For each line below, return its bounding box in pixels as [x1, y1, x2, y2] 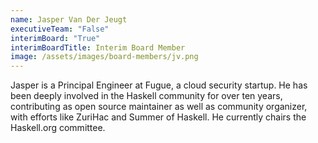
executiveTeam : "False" [10, 24, 110, 34]
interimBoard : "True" [10, 33, 101, 43]
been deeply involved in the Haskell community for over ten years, [10, 90, 283, 102]
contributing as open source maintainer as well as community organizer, [10, 101, 308, 113]
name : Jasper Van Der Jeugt [10, 14, 128, 25]
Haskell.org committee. [10, 122, 106, 134]
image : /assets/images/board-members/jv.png [10, 52, 199, 62]
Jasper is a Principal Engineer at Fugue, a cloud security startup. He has [10, 79, 308, 91]
